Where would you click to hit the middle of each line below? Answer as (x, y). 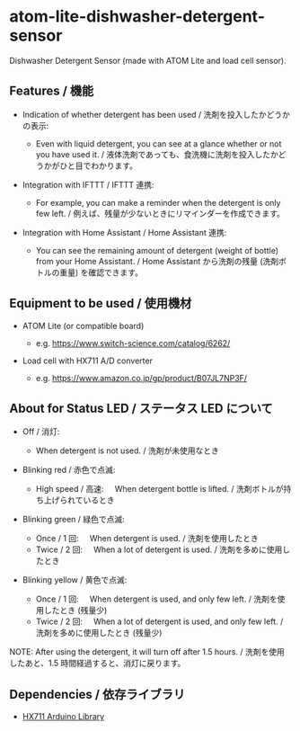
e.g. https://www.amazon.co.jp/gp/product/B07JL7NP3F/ (141, 378)
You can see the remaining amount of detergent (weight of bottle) (157, 250)
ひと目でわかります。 (98, 165)
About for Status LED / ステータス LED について (141, 408)
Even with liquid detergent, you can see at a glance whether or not (159, 143)
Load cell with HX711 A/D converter (87, 361)
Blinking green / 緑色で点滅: (74, 520)
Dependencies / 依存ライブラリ (97, 694)
